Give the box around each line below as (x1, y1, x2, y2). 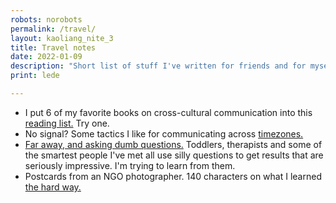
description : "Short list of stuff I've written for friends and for (10, 61, 307, 71)
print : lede (10, 71, 60, 81)
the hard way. (24, 181, 82, 193)
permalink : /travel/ (10, 24, 97, 34)
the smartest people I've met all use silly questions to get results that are (24, 149, 324, 161)
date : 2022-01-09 (10, 52, 83, 62)
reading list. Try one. (24, 117, 110, 129)
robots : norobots (10, 14, 83, 25)
